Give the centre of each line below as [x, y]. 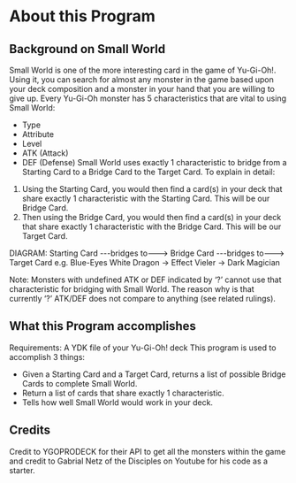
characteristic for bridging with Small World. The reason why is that [132, 289]
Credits [30, 430]
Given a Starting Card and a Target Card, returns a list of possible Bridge [154, 374]
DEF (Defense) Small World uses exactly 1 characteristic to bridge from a [154, 162]
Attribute [38, 134]
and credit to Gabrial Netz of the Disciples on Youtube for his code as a [138, 461]
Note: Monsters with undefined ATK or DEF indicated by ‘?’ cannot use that [145, 280]
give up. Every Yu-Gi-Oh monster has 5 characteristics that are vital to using [148, 98]
